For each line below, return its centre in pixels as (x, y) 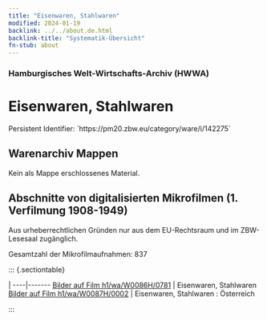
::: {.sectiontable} (37, 270)
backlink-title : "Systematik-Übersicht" (77, 38)
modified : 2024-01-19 (44, 23)
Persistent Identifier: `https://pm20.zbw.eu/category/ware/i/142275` (119, 128)
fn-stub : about (34, 46)
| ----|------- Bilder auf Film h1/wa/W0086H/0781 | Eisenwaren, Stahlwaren (133, 285)
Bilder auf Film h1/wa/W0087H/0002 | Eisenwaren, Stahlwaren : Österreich (131, 294)
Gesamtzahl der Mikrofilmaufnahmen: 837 (78, 254)
